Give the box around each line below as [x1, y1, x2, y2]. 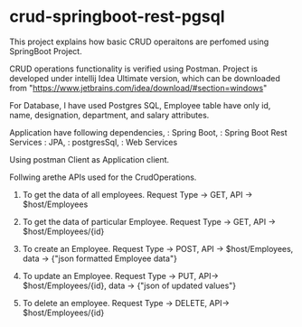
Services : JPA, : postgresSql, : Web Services [9, 136, 178, 147]
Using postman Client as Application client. [9, 154, 170, 164]
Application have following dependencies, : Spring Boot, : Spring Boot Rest [9, 126, 288, 137]
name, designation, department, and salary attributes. [9, 109, 210, 120]
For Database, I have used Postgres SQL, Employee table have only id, [9, 99, 271, 110]
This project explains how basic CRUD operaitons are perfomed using [9, 36, 269, 47]
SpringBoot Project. [9, 45, 83, 56]
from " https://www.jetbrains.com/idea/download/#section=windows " [9, 82, 268, 93]
